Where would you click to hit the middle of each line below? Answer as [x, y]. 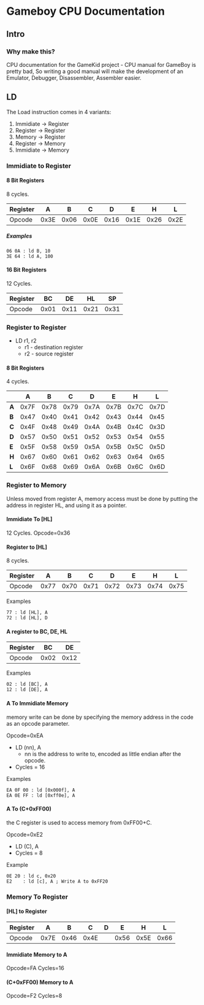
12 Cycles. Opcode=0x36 [38, 533]
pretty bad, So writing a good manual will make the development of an [95, 71]
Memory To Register [37, 896]
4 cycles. [18, 381]
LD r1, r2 [26, 341]
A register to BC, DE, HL [37, 631]
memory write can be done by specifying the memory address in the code [100, 717]
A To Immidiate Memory [37, 703]
